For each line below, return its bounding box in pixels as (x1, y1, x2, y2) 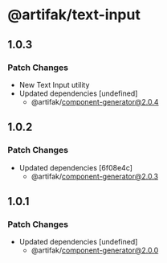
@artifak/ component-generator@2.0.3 (31, 171, 159, 181)
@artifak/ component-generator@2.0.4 (31, 97, 159, 106)
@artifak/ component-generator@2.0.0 (31, 245, 159, 255)
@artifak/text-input (7, 6, 141, 24)
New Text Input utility (18, 80, 90, 89)
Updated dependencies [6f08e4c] (18, 162, 133, 172)
